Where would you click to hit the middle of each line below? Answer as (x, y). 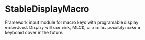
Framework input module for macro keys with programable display (72, 22)
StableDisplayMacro (47, 9)
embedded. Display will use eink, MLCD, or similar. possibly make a (73, 27)
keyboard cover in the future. (34, 32)
